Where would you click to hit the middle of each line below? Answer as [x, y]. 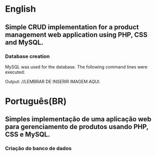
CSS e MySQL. [28, 135]
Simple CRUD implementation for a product [72, 27]
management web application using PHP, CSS [76, 34]
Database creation [27, 56]
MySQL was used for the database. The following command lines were [76, 67]
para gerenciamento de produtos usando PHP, [77, 127]
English [21, 9]
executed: [15, 72]
